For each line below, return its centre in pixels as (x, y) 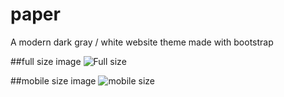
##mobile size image (53, 80)
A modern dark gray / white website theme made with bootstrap (142, 42)
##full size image (46, 61)
